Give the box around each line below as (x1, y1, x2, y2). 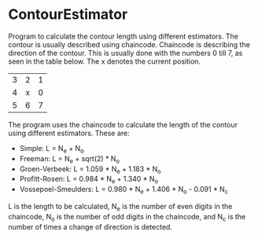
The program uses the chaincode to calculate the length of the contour (8, 119, 238, 129)
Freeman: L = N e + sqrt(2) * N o (19, 153, 120, 165)
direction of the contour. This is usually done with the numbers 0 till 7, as (8, 48, 243, 57)
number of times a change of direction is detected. (8, 222, 173, 231)
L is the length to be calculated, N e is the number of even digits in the (8, 201, 233, 213)
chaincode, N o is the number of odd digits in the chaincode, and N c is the (8, 211, 246, 223)
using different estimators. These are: (8, 128, 130, 138)
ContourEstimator (8, 6, 128, 24)
